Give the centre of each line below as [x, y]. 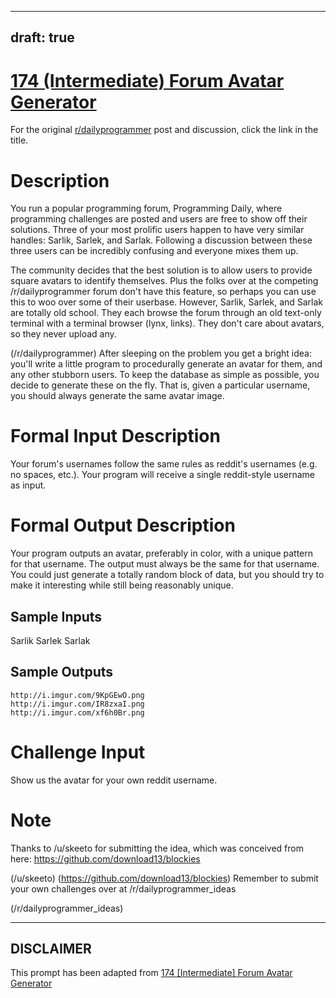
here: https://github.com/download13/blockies [105, 858]
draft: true [42, 37]
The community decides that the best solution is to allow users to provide [161, 270]
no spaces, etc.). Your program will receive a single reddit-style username [162, 475]
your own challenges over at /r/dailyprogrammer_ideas [123, 888]
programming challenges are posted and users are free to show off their [159, 219]
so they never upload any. [63, 334]
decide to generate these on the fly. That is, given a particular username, [160, 385]
